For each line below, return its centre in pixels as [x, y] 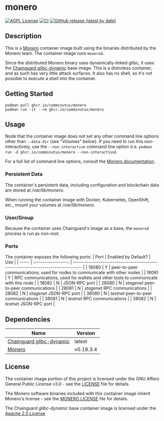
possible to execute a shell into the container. [51, 78]
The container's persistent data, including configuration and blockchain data [82, 185]
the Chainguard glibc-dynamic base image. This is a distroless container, [79, 68]
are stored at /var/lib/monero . [35, 190]
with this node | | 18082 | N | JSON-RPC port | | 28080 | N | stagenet [74, 283]
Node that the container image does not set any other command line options [82, 136]
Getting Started [29, 94]
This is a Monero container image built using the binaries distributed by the [81, 48]
